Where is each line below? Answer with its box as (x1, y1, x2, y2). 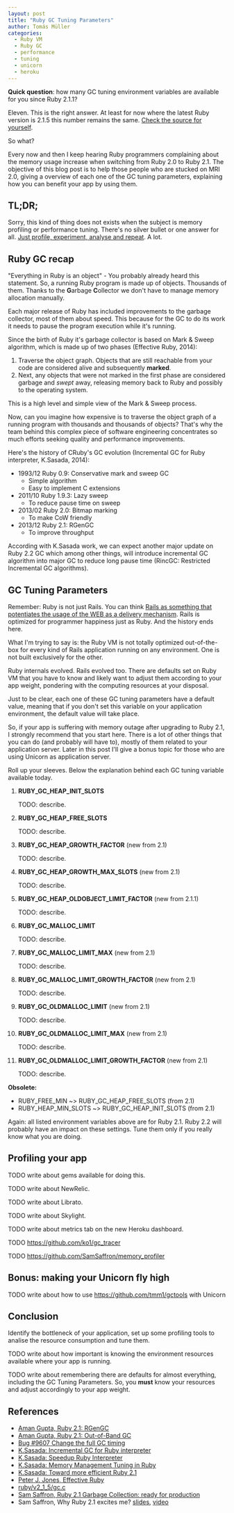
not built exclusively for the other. (8, 653, 103, 661)
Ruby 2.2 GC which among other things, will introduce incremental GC (8, 549, 209, 558)
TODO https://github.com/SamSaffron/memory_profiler (8, 1252, 165, 1260)
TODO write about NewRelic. (8, 1184, 90, 1192)
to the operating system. (17, 386, 89, 394)
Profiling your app (8, 1152, 87, 1165)
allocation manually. (8, 293, 65, 302)
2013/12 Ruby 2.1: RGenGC (17, 521, 94, 529)
